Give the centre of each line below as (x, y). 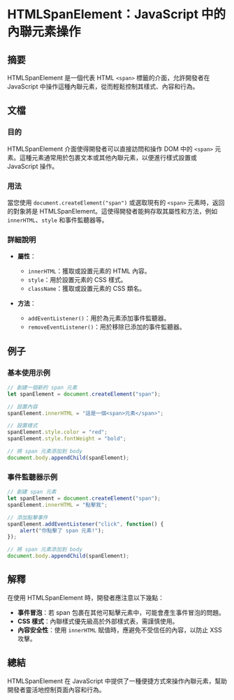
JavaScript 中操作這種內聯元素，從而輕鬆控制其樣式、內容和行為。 (103, 87)
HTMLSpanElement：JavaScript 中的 (117, 14)
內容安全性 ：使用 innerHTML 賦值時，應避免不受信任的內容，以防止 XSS (119, 630)
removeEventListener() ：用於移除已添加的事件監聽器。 (107, 327)
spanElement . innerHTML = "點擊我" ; (58, 505)
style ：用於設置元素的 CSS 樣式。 (77, 280)
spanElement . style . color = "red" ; (58, 432)
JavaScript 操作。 (33, 166)
